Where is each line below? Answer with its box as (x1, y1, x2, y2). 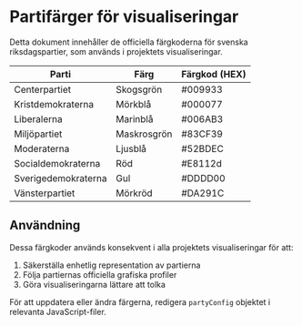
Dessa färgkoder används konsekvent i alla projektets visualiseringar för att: (9, 241, 294, 252)
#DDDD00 (181, 171, 226, 184)
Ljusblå (116, 142, 147, 155)
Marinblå (116, 112, 154, 125)
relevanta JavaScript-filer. (9, 306, 106, 317)
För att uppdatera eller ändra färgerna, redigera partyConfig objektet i (9, 296, 271, 307)
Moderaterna (14, 142, 70, 155)
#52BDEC (181, 142, 225, 155)
